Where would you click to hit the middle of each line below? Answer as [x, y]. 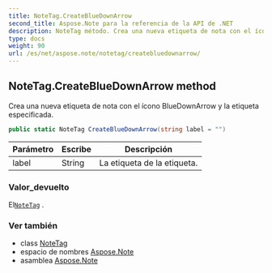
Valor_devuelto [39, 187]
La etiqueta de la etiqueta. [149, 163]
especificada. [31, 114]
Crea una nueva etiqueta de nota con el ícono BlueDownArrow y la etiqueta [134, 105]
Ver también [33, 225]
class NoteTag [44, 243]
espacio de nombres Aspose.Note [77, 252]
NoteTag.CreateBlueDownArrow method [113, 86]
